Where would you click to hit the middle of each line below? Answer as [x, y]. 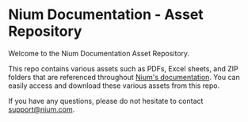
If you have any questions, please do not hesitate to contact [106, 101]
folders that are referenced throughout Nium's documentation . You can [124, 77]
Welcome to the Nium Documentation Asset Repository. [99, 53]
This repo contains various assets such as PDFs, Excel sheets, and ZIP [124, 68]
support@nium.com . [42, 109]
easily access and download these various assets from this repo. [114, 86]
